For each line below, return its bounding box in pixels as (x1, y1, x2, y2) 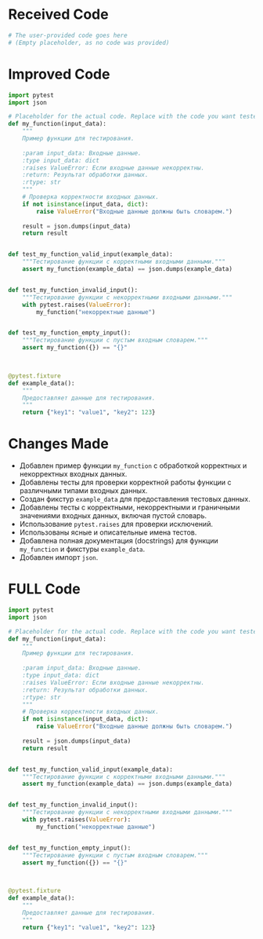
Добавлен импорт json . (19, 553, 99, 562)
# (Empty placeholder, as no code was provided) (8, 38, 170, 46)
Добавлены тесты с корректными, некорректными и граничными (19, 502, 240, 512)
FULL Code (8, 580, 81, 598)
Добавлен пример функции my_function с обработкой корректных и (19, 461, 247, 470)
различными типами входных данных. (19, 486, 148, 495)
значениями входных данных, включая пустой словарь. (19, 511, 207, 521)
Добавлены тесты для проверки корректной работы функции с (19, 477, 232, 488)
